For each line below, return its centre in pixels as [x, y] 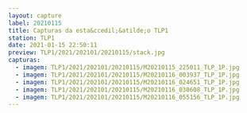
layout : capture [35, 16]
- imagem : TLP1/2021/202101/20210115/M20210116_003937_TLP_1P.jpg [127, 75]
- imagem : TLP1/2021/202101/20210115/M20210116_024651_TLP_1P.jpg [127, 82]
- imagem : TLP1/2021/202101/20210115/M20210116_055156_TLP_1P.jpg [127, 97]
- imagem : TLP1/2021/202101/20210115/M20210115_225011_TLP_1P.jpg [127, 68]
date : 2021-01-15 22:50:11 [53, 45]
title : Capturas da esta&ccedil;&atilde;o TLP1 [89, 30]
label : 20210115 [35, 23]
